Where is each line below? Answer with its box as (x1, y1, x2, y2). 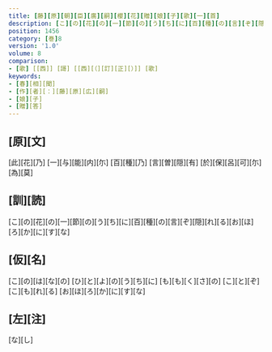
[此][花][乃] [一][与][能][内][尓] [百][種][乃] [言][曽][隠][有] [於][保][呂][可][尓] (8, 157, 262, 167)
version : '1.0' (8, 42, 60, 50)
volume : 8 (8, 49, 42, 58)
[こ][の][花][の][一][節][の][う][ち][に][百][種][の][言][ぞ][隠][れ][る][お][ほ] (8, 217, 254, 226)
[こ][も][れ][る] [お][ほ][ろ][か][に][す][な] (8, 285, 146, 296)
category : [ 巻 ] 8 (8, 34, 62, 43)
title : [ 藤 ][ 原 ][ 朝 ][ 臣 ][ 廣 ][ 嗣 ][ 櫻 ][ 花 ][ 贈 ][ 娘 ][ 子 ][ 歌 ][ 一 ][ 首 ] (8, 11, 220, 20)
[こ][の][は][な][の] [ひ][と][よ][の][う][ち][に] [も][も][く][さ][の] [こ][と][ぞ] (8, 276, 261, 285)
